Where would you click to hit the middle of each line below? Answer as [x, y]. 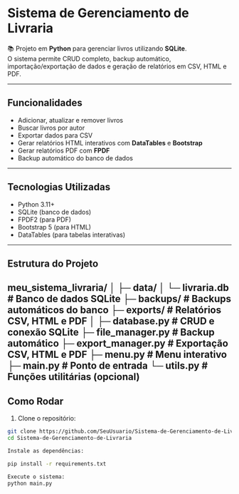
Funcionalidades [45, 103]
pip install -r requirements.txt [57, 464]
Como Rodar [36, 401]
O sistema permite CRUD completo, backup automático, [89, 58]
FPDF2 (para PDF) [44, 220]
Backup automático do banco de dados [75, 158]
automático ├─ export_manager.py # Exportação [118, 344]
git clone [22, 432]
